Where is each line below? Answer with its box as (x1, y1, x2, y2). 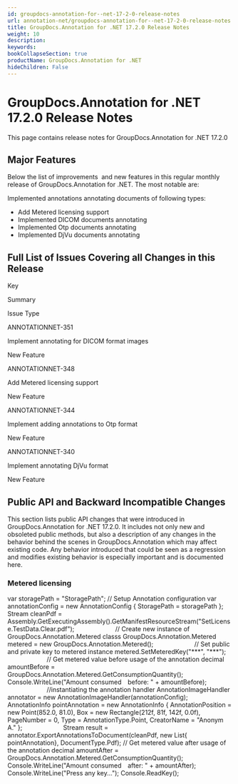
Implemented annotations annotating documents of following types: (7, 194, 207, 203)
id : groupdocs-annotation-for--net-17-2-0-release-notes (7, 10, 180, 18)
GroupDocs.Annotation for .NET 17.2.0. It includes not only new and (7, 523, 205, 531)
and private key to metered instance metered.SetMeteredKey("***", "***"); (7, 648, 227, 656)
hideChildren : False (7, 64, 69, 71)
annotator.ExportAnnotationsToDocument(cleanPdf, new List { (7, 731, 187, 740)
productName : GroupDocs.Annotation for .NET (7, 57, 142, 64)
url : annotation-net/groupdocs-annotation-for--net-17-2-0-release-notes (7, 17, 232, 24)
